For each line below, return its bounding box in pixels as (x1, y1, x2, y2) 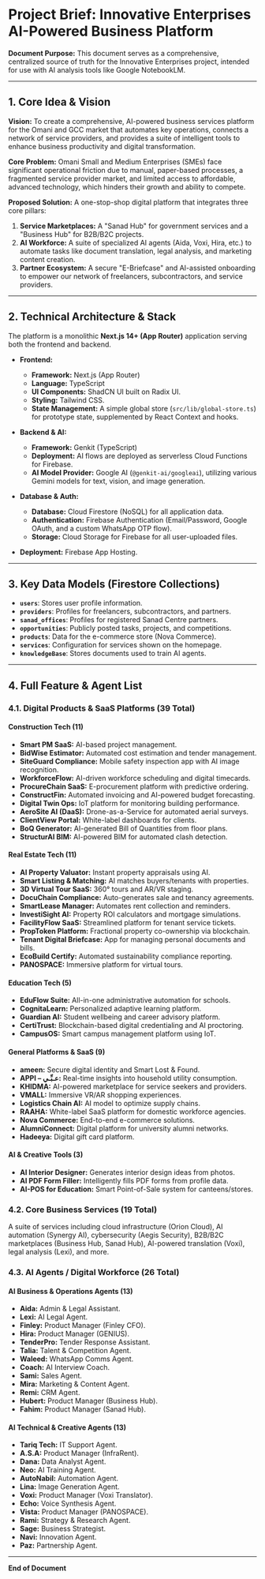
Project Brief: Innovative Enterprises (8, 6, 252, 24)
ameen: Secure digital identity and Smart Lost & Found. (19, 1064, 200, 1075)
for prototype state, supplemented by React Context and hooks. (31, 412, 239, 422)
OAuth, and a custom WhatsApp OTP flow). (31, 523, 172, 533)
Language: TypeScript (31, 378, 105, 388)
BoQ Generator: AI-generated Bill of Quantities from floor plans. (19, 823, 228, 833)
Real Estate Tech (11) (8, 850, 77, 860)
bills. (19, 943, 35, 953)
